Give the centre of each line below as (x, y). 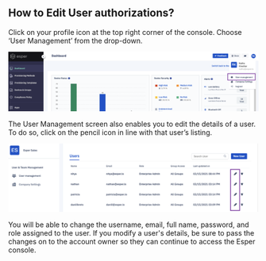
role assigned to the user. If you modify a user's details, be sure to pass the (131, 232)
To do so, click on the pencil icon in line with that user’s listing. (110, 132)
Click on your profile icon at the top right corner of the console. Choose (125, 32)
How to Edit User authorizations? (91, 13)
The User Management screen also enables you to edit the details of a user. (132, 124)
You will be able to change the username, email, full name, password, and (129, 225)
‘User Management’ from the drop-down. (75, 40)
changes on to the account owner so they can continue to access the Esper (132, 241)
